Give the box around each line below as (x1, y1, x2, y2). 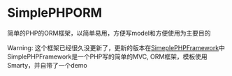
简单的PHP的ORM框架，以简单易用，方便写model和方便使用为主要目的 (7, 29, 211, 37)
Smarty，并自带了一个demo (7, 61, 87, 69)
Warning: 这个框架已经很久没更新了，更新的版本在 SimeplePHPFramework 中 (7, 43, 226, 52)
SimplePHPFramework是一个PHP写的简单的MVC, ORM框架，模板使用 (7, 52, 208, 61)
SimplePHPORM (7, 5, 103, 21)
